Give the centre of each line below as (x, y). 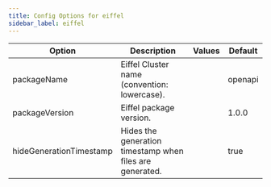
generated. (142, 171)
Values (206, 51)
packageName (40, 79)
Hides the (139, 131)
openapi (243, 79)
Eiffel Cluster (145, 64)
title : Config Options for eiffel (67, 16)
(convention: (144, 84)
